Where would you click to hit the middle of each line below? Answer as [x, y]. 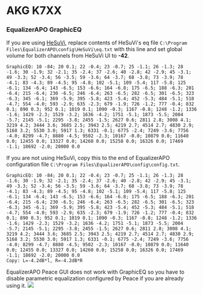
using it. [16, 286]
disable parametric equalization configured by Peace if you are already [95, 279]
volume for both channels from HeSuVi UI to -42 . [68, 56]
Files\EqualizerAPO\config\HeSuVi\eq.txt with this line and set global [94, 49]
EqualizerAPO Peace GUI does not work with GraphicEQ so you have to [95, 272]
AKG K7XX [34, 11]
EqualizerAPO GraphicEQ [44, 30]
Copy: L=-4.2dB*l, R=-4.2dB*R [45, 261]
